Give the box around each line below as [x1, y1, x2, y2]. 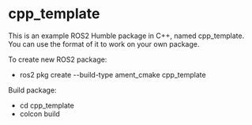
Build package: [8, 85, 57, 95]
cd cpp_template [19, 100, 75, 110]
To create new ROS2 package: [8, 55, 107, 64]
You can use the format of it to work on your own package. [8, 39, 200, 48]
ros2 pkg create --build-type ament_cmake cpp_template [19, 70, 207, 79]
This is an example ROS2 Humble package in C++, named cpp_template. [8, 31, 245, 40]
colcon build [19, 108, 61, 119]
